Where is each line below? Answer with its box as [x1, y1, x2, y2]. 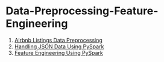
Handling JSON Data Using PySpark [14, 43, 104, 50]
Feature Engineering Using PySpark [14, 49, 104, 56]
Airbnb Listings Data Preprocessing [14, 36, 103, 44]
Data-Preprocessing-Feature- [5, 4, 159, 18]
